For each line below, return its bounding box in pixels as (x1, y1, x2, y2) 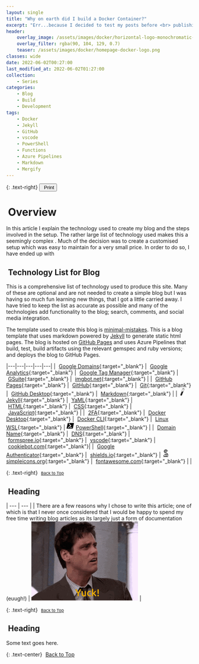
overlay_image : (17, 34, 54, 41)
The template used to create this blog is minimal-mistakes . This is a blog (6, 326, 182, 333)
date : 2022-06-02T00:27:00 (6, 59, 73, 65)
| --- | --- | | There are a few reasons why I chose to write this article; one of (6, 502, 192, 510)
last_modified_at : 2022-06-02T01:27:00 (6, 66, 105, 72)
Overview (8, 205, 57, 219)
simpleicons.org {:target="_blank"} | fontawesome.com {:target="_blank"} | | (6, 458, 192, 465)
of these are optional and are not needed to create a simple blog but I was (6, 290, 187, 297)
